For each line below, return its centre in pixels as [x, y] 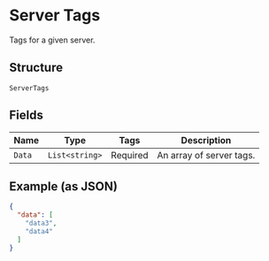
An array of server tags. [206, 155]
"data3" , [41, 223]
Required [129, 155]
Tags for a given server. [52, 40]
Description [206, 140]
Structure [36, 68]
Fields [27, 115]
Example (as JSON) [63, 186]
